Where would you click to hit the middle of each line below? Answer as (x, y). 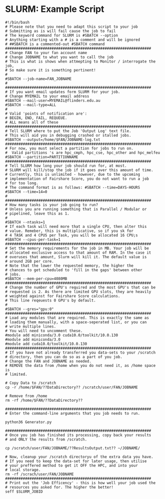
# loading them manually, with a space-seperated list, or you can (76, 322)
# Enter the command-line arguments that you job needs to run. (73, 413)
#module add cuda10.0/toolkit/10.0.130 (46, 344)
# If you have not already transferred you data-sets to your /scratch (80, 353)
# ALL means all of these (32, 122)
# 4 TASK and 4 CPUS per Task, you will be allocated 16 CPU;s (72, 235)
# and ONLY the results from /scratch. (46, 439)
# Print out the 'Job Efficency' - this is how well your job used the (80, 483)
